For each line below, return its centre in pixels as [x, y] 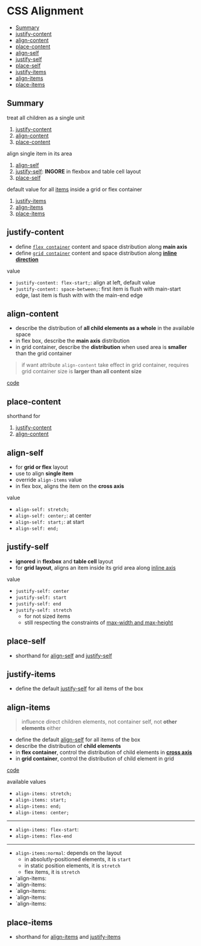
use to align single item [44, 473]
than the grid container [44, 354]
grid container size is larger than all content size [81, 372]
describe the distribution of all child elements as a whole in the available [105, 328]
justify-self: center [42, 591]
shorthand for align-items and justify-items [68, 937]
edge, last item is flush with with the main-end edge [79, 295]
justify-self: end [38, 604]
